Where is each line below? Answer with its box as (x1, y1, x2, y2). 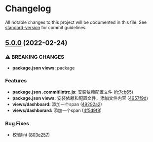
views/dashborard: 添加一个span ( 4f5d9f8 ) (12, 107, 102, 113)
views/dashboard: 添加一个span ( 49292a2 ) (12, 101, 102, 107)
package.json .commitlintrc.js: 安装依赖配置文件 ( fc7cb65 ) (12, 89, 134, 95)
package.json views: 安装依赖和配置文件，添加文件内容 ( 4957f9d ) (12, 95, 148, 101)
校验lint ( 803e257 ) (12, 132, 50, 138)
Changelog (5, 3, 51, 14)
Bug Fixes (5, 120, 30, 127)
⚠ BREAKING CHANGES (5, 54, 65, 61)
